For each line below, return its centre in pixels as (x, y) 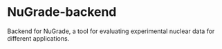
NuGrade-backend (62, 12)
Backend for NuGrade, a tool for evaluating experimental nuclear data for (111, 31)
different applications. (38, 38)
